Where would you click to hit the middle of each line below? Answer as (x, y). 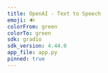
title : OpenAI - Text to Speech (54, 14)
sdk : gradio (24, 40)
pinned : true (26, 59)
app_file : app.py (32, 53)
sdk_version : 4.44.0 (37, 46)
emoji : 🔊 (21, 20)
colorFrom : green (32, 26)
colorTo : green (29, 33)
